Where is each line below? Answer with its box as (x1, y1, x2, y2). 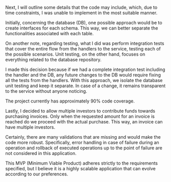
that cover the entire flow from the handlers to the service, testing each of (5, 46, 161, 51)
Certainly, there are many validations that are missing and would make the (5, 134, 161, 140)
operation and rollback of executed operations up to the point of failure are (5, 145, 162, 151)
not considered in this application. (5, 150, 77, 156)
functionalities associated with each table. (5, 31, 94, 36)
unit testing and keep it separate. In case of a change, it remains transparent (5, 83, 166, 89)
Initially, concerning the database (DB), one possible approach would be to (5, 20, 162, 25)
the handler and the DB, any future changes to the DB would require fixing (5, 72, 161, 78)
